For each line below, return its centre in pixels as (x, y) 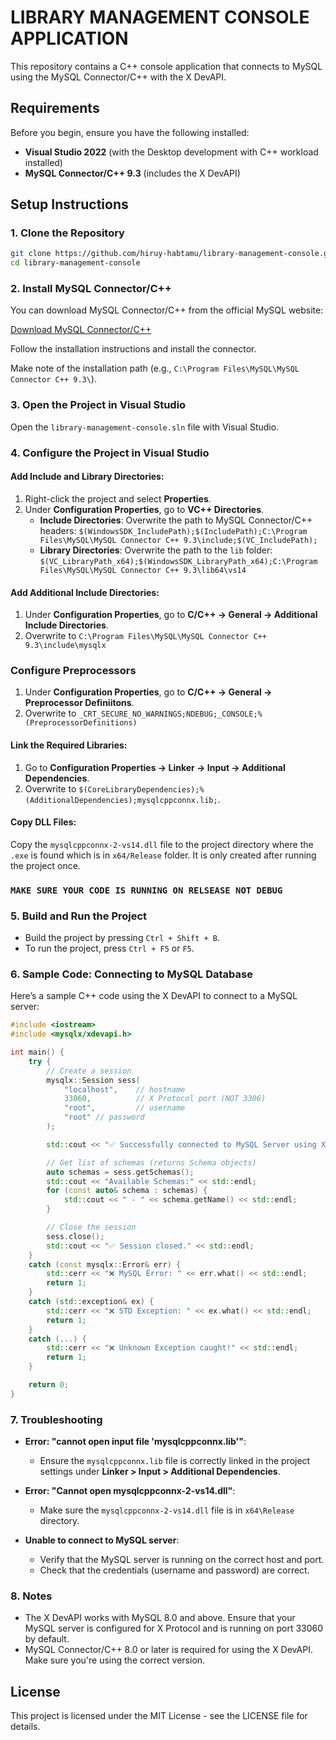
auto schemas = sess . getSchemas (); (120, 1172)
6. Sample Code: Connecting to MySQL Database (131, 974)
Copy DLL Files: (43, 822)
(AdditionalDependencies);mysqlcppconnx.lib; (121, 800)
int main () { (37, 1052)
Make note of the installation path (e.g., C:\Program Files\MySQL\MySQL (155, 368)
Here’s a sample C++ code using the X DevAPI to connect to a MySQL (154, 996)
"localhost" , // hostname (124, 1089)
